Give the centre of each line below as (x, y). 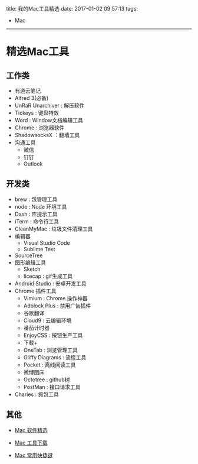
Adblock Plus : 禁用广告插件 (57, 306)
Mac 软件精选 (31, 430)
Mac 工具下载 (31, 443)
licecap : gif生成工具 (48, 276)
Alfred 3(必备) (32, 98)
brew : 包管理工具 (36, 199)
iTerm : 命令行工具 (37, 221)
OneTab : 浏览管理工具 (50, 350)
